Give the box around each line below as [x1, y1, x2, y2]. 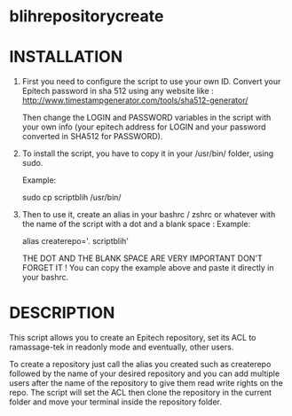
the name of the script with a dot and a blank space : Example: [21, 219, 251, 230]
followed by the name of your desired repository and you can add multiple [9, 368, 280, 379]
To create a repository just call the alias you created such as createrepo [9, 359, 272, 370]
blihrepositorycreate [9, 6, 164, 27]
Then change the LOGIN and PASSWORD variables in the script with [21, 113, 272, 123]
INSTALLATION [9, 47, 122, 67]
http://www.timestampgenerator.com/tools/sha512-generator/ [21, 95, 249, 106]
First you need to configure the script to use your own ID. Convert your [21, 76, 281, 87]
